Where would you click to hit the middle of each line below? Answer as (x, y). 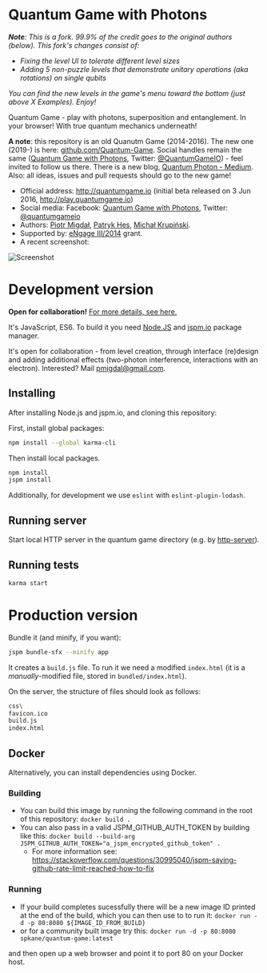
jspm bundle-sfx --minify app (59, 652)
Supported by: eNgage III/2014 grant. (81, 233)
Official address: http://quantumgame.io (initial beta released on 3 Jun (135, 190)
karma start (28, 583)
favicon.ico (28, 713)
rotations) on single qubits (63, 78)
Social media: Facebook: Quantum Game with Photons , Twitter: (124, 207)
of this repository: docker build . (75, 819)
